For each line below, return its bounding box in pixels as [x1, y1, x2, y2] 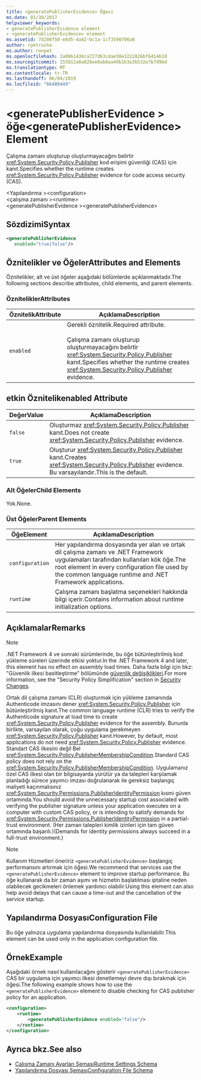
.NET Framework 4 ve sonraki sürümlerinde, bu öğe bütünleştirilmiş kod [6, 650, 183, 657]
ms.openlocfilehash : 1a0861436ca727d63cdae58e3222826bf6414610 [6, 53, 167, 59]
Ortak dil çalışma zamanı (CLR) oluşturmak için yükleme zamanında [6, 693, 172, 701]
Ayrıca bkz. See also [6, 1044, 82, 1055]
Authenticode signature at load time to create [6, 713, 118, 720]
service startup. [6, 895, 45, 903]
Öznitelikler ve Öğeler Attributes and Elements [6, 257, 181, 267]
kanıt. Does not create [49, 429, 109, 437]
